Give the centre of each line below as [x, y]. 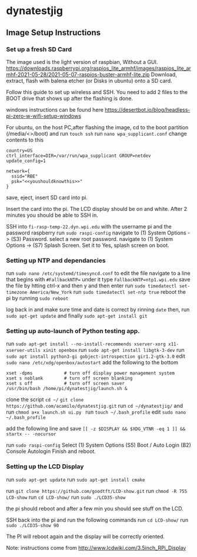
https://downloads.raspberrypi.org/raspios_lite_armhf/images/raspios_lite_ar [98, 68]
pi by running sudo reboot [37, 298]
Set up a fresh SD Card [39, 49]
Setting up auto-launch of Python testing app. [73, 331]
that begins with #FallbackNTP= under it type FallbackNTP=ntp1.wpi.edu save [98, 280]
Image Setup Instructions [54, 33]
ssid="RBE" [25, 176]
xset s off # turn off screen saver [66, 384]
